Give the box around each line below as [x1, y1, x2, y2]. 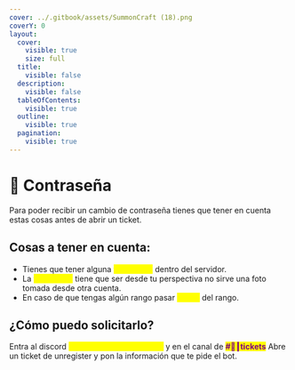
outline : [17, 112, 50, 121]
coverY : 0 [9, 21, 46, 30]
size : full [25, 54, 66, 63]
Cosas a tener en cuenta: [9, 240, 151, 255]
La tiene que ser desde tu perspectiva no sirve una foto [21, 273, 267, 284]
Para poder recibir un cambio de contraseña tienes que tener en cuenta [9, 205, 271, 215]
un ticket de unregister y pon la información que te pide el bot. [9, 350, 237, 361]
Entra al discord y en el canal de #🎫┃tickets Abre [9, 342, 286, 352]
